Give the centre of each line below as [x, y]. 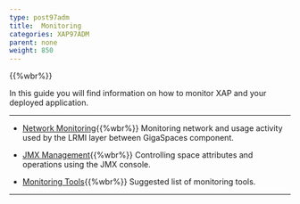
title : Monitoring [46, 26]
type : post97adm [39, 17]
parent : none [33, 42]
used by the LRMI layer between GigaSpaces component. [128, 138]
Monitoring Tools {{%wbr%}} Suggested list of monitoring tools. [139, 182]
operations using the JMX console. [86, 165]
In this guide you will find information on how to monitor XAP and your [138, 94]
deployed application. [49, 102]
